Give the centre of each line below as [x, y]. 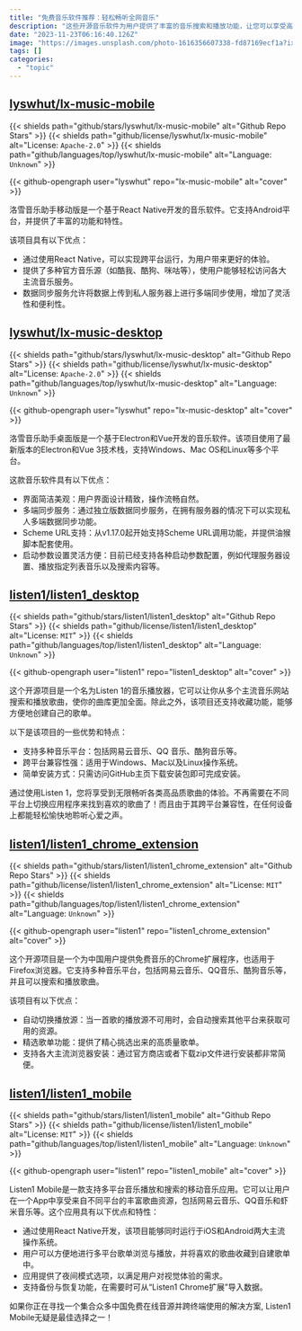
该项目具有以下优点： [49, 240]
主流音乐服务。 [50, 281]
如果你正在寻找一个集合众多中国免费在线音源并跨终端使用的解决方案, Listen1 [150, 1306]
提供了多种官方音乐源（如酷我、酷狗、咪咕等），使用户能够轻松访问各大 [154, 270]
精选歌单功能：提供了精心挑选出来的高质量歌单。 [113, 1043]
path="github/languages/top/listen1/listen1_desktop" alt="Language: [136, 645]
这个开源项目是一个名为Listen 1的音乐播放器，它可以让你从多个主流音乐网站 [149, 691]
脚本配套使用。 [50, 544]
